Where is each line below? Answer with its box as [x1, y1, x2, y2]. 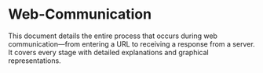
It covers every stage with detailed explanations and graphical [8, 47, 210, 57]
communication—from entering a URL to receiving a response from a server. [8, 39, 255, 48]
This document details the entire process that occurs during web [8, 31, 218, 40]
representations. [8, 56, 61, 65]
